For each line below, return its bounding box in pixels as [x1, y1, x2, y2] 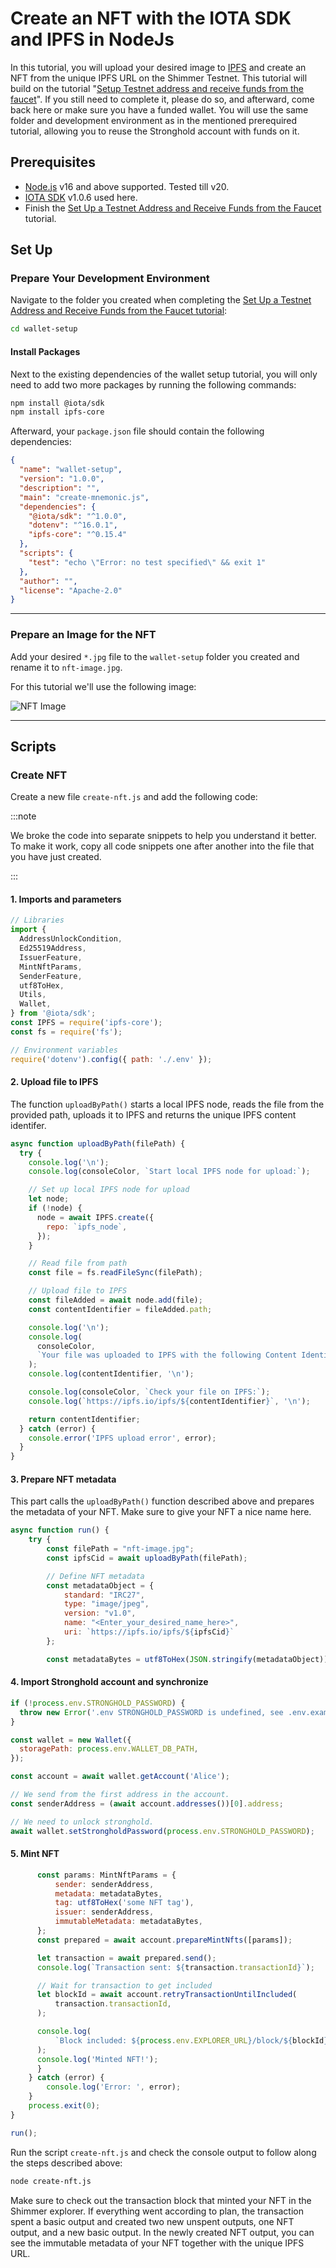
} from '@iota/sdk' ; [10, 1008, 97, 1019]
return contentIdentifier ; [28, 1414, 141, 1424]
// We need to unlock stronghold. [10, 1817, 155, 1827]
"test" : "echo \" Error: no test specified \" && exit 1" [28, 557, 267, 567]
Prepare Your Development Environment [10, 272, 210, 286]
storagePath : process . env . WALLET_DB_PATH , [19, 1744, 199, 1754]
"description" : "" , [19, 483, 101, 493]
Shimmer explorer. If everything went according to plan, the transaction [10, 2205, 304, 2217]
